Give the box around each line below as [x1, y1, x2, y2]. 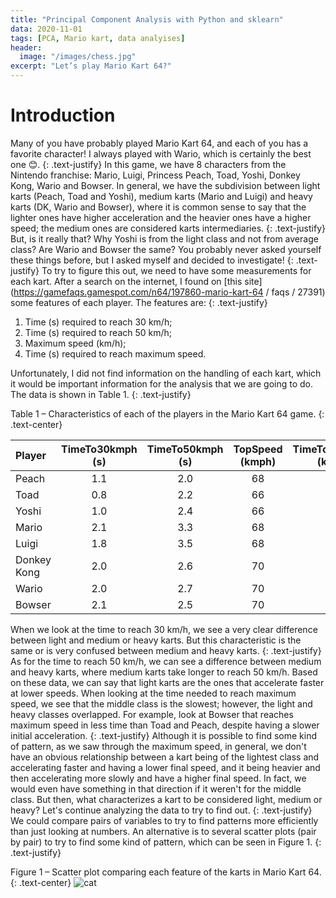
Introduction [10, 104, 116, 127]
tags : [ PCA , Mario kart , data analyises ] [10, 33, 186, 43]
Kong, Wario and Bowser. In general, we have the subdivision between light [10, 179, 321, 191]
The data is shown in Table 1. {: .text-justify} [10, 388, 192, 400]
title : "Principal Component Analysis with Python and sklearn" [10, 14, 284, 25]
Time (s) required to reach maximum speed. [24, 347, 207, 360]
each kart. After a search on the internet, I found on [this [10, 275, 243, 287]
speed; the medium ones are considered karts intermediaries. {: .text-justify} [10, 222, 326, 234]
